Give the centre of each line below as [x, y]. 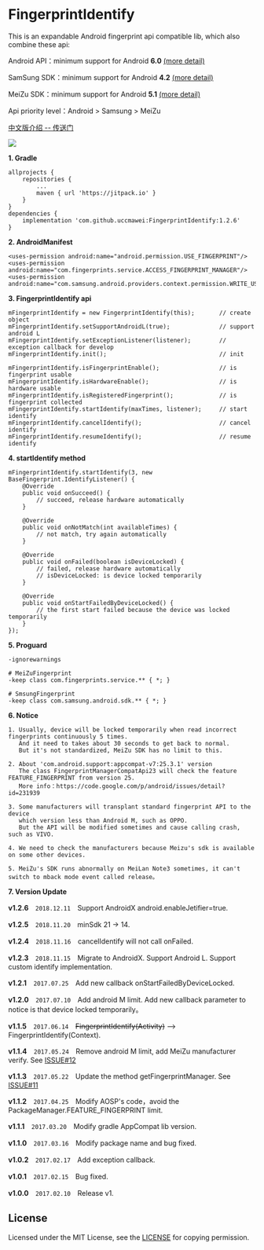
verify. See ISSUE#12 [42, 1060]
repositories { [47, 179]
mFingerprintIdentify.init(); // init [126, 354]
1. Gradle [23, 158]
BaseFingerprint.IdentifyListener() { [71, 479]
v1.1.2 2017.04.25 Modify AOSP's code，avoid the [93, 1101]
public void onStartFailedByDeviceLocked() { [98, 603]
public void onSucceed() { [66, 493]
